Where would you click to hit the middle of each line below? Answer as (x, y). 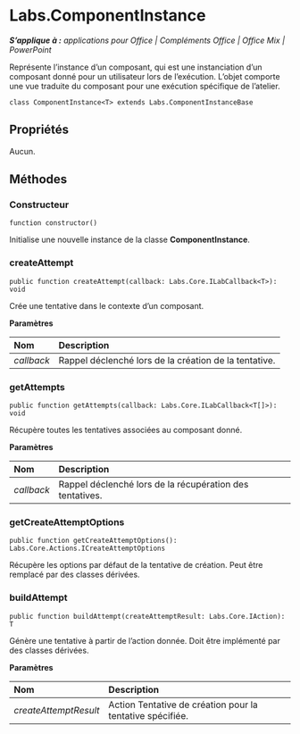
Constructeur (39, 204)
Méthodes (38, 179)
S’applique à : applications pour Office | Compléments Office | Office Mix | (147, 40)
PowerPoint (30, 49)
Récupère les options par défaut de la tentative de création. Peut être (136, 565)
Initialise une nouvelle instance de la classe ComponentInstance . (129, 240)
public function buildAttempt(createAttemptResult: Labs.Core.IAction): (147, 616)
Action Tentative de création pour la (183, 705)
